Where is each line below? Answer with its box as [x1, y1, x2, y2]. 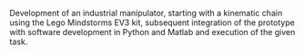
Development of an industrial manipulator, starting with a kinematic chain [9, 8, 283, 18]
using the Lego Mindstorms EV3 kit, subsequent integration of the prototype [9, 17, 296, 28]
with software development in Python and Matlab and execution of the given [9, 27, 296, 37]
